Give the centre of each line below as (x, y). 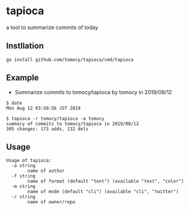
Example (23, 78)
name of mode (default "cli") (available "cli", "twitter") (103, 192)
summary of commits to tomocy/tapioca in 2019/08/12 (73, 124)
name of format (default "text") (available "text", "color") (106, 181)
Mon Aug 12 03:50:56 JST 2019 (44, 108)
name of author (46, 171)
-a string (23, 166)
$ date (14, 103)
